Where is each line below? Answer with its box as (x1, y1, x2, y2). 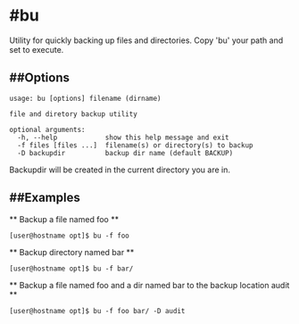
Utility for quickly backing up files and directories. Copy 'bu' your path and (9, 35, 284, 46)
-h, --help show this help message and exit (17, 133, 229, 142)
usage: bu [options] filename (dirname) (9, 94, 162, 103)
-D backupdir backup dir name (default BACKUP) (17, 148, 234, 157)
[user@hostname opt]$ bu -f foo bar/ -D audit (9, 306, 186, 315)
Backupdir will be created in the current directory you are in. (9, 164, 230, 175)
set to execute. (9, 44, 64, 54)
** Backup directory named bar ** (9, 246, 135, 257)
